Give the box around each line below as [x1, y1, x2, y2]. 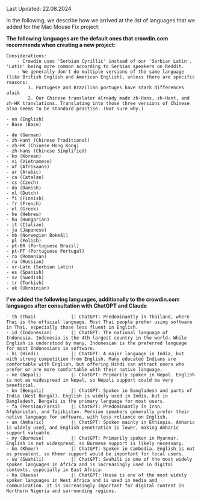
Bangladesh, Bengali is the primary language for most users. [6, 398, 165, 404]
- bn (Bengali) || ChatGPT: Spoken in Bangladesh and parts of [6, 388, 193, 394]
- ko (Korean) [6, 153, 42, 159]
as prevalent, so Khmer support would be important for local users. [6, 451, 185, 457]
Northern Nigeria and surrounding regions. [6, 488, 117, 494]
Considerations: [6, 53, 47, 59]
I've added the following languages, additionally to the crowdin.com [6, 296, 180, 303]
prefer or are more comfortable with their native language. [6, 367, 163, 373]
